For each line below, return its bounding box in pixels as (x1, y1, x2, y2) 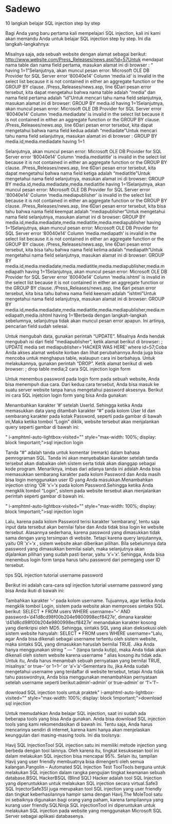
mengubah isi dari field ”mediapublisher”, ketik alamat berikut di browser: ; (5, 338, 163, 344)
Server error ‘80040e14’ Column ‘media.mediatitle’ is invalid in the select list (5, 154, 166, 160)
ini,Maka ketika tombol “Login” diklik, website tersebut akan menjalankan (5, 418, 160, 425)
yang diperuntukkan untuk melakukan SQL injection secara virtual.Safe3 (5, 780, 158, 786)
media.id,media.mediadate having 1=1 (5, 138, 85, 144)
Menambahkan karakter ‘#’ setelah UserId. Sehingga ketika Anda (5, 402, 143, 408)
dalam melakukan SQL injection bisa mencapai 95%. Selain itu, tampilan (5, 753, 158, 759)
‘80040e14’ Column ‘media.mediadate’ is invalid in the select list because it (5, 111, 164, 117)
